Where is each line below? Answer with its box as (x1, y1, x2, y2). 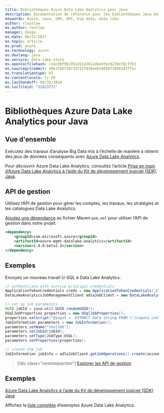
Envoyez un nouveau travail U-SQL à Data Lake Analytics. (5, 274, 121, 280)
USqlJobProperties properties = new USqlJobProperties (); (5, 311, 125, 316)
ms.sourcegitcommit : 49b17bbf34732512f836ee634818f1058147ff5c (5, 66, 137, 71)
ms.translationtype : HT (5, 71, 54, 76)
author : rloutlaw (5, 21, 41, 26)
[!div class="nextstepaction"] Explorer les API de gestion (17, 360, 132, 366)
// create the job (5, 347, 42, 352)
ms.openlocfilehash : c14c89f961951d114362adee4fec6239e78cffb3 (5, 62, 137, 66)
